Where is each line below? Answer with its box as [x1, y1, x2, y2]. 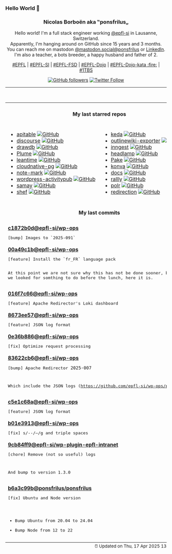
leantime [16, 156, 37, 163]
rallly [111, 175, 123, 182]
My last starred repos [72, 110, 126, 117]
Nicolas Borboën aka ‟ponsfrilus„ [43, 18, 129, 25]
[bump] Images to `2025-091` [8, 235, 76, 240]
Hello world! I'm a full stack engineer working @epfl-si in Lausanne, [14, 30, 158, 36]
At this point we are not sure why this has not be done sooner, [8, 270, 164, 275]
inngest [111, 143, 129, 151]
